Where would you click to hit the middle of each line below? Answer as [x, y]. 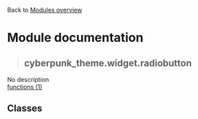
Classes [25, 108]
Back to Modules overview [45, 10]
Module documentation [75, 38]
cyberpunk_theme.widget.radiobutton [108, 63]
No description [28, 79]
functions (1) [25, 87]
